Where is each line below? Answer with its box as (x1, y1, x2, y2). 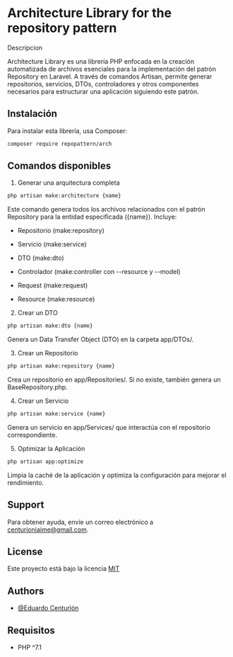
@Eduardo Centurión (17, 604, 79, 612)
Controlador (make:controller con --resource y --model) (17, 268, 181, 276)
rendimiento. (7, 478, 44, 486)
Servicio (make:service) (17, 240, 87, 248)
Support (7, 499, 44, 511)
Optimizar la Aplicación (17, 444, 85, 452)
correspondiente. (7, 430, 58, 439)
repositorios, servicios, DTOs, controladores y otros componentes (7, 79, 199, 88)
